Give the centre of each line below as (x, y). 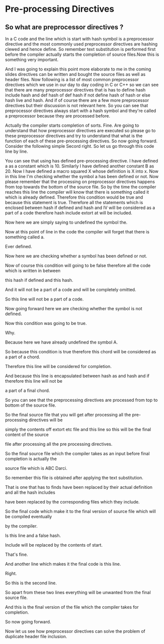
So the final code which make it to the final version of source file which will (81, 511)
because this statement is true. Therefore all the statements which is (74, 202)
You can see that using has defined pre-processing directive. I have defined (82, 161)
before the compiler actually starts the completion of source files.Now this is (82, 54)
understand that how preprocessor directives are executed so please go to (80, 130)
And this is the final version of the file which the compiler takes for (72, 607)
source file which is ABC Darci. (36, 468)
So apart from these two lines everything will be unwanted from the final (78, 592)
